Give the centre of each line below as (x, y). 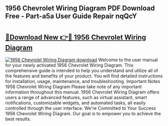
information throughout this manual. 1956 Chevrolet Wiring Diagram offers (82, 92)
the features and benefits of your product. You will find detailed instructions (84, 76)
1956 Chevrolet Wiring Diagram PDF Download (80, 8)
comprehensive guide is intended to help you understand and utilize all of (82, 71)
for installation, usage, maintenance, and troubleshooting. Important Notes (83, 81)
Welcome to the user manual (128, 60)
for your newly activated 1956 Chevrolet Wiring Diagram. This (69, 65)
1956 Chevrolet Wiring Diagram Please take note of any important (74, 87)
